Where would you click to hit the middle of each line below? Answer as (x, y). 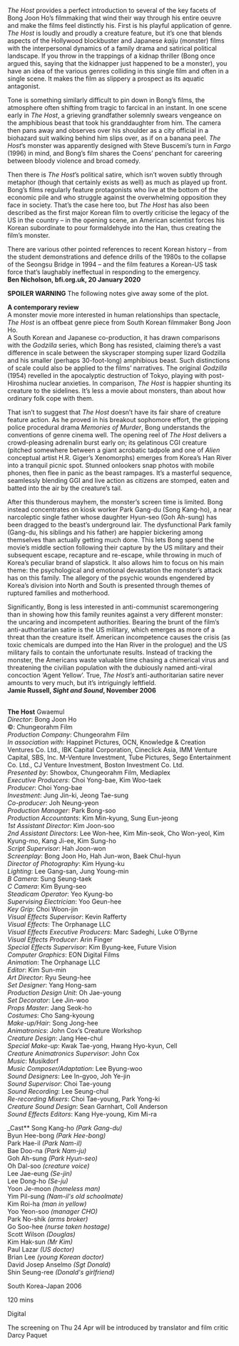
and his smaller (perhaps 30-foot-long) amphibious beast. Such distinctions (119, 360)
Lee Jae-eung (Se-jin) (40, 1173)
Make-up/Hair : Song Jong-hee (53, 1023)
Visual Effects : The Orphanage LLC (59, 924)
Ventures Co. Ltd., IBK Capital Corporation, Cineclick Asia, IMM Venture (112, 750)
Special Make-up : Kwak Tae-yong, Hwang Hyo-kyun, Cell (92, 1046)
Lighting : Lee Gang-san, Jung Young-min (68, 871)
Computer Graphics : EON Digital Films (63, 954)
